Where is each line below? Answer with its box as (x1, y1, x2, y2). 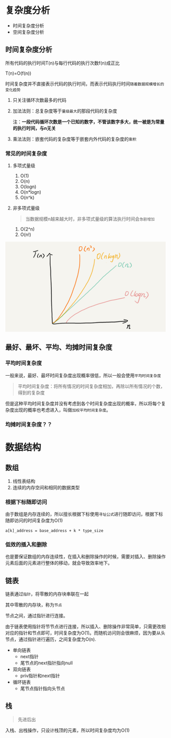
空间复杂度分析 (12, 29, 44, 35)
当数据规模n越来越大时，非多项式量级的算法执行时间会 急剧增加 (25, 216, 155, 222)
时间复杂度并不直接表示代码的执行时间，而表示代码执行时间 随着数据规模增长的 (5, 80, 164, 87)
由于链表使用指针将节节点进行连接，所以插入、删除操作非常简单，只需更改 (5, 624, 161, 630)
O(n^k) (20, 195, 35, 201)
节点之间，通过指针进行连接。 (5, 613, 68, 619)
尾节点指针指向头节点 (20, 685, 65, 691)
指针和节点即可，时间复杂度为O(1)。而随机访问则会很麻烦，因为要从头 (18, 630, 165, 636)
